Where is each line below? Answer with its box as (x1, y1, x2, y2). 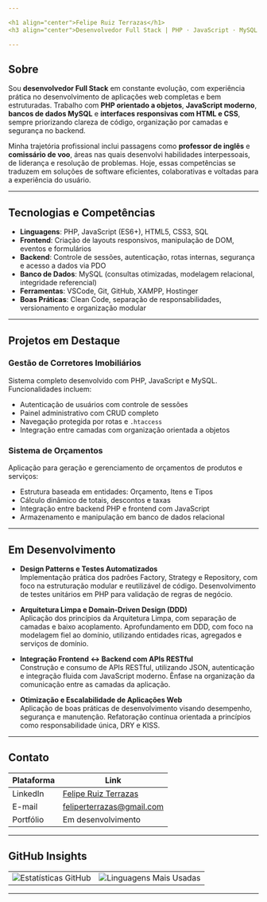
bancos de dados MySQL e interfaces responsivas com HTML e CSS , (8, 109, 241, 119)
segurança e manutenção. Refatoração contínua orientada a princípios (19, 712, 251, 721)
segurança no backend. (8, 126, 86, 135)
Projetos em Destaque (8, 334, 121, 347)
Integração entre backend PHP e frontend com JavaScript (19, 504, 210, 514)
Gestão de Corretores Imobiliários (8, 358, 141, 369)
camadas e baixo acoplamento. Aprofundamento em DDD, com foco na (19, 622, 253, 631)
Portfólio (12, 814, 44, 825)
